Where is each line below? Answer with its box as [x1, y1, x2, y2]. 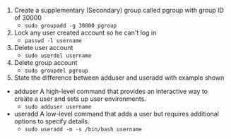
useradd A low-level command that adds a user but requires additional [13, 109, 219, 118]
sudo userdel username [24, 52, 92, 59]
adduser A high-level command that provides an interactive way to [13, 87, 208, 95]
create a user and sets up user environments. [13, 95, 146, 103]
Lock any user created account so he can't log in [13, 28, 157, 37]
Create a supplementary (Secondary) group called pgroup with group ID [13, 6, 225, 14]
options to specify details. [13, 117, 90, 126]
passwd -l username [24, 37, 83, 44]
